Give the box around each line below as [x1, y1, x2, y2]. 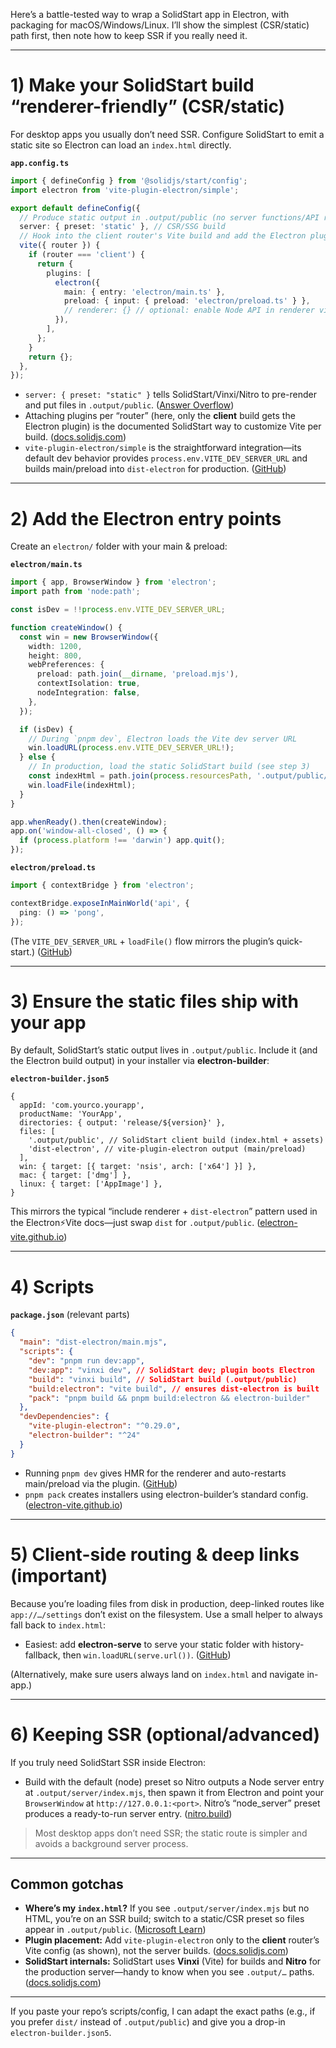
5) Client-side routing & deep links [10, 1543, 300, 1566]
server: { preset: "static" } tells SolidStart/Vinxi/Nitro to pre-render [24, 389, 317, 401]
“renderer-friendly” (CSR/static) [10, 95, 286, 118]
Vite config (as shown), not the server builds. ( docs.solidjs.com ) [24, 1945, 289, 1957]
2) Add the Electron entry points [10, 507, 282, 530]
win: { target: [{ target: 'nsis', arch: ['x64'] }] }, [19, 1162, 257, 1172]
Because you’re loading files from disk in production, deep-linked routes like [10, 1597, 325, 1609]
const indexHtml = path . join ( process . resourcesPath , [28, 771, 253, 781]
